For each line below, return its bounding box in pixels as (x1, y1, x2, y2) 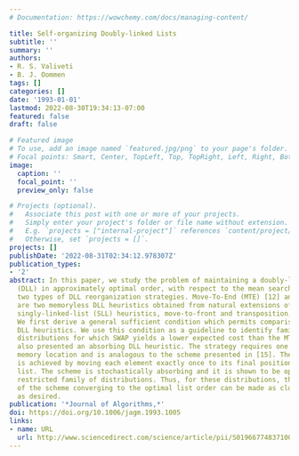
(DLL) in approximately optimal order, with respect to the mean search (17, 284, 293, 293)
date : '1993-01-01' (9, 95, 82, 104)
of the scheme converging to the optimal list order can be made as (17, 383, 277, 392)
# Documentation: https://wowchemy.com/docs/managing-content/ (9, 12, 249, 22)
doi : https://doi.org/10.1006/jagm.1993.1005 (9, 408, 181, 418)
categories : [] (9, 86, 66, 96)
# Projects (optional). (9, 202, 98, 211)
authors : (9, 54, 42, 63)
